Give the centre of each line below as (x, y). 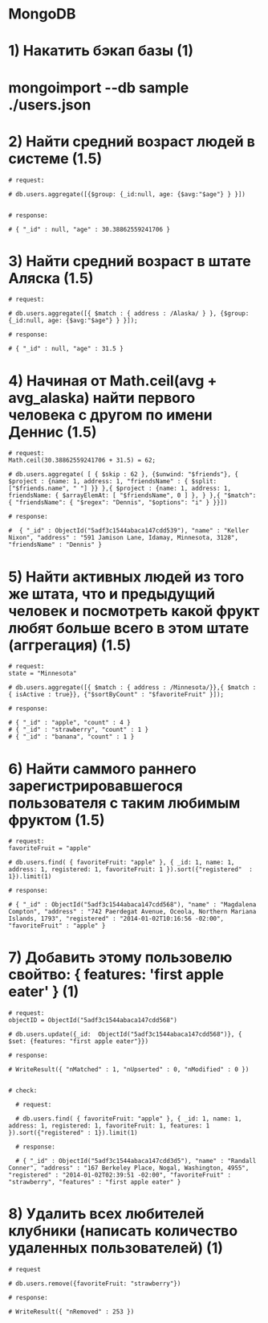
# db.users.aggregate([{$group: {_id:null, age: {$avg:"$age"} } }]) (127, 194)
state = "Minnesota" (43, 674)
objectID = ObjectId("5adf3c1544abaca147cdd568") (93, 1021)
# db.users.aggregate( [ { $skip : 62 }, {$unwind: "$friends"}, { (124, 475)
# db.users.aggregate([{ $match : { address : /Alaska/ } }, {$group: (129, 314)
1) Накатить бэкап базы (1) (101, 51)
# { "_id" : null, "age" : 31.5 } (66, 349)
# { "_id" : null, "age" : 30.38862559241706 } (89, 229)
